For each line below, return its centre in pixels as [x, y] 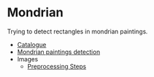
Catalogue [31, 44]
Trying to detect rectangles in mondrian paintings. [78, 31]
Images [27, 59]
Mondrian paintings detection [59, 52]
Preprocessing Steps [57, 66]
